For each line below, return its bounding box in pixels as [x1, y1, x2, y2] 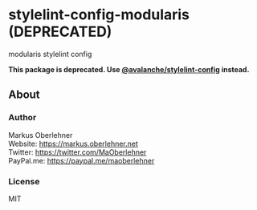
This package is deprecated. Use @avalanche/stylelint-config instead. [8, 64, 250, 74]
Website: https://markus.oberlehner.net [8, 139, 139, 148]
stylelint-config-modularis [8, 6, 190, 24]
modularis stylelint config [8, 49, 92, 59]
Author [8, 112, 37, 123]
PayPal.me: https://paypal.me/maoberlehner [8, 155, 155, 165]
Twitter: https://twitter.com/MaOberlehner [8, 147, 147, 157]
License [8, 176, 40, 187]
